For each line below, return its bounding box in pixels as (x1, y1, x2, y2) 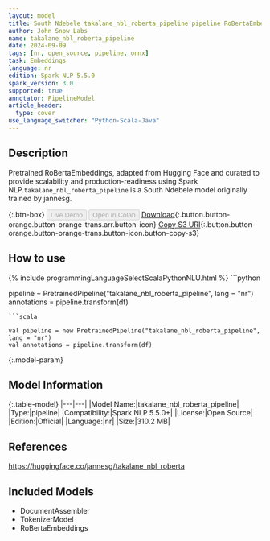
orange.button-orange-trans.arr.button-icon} (8, 219, 157, 229)
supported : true (8, 86, 63, 95)
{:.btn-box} (8, 209, 46, 219)
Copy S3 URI (157, 219, 201, 229)
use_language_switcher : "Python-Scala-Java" (8, 117, 160, 125)
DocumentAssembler (19, 506, 91, 515)
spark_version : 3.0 (8, 79, 74, 87)
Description (8, 147, 68, 160)
